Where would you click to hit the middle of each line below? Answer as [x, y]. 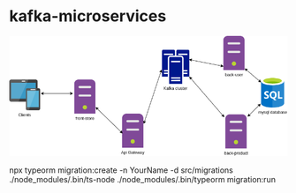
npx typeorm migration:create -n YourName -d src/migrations [121, 170]
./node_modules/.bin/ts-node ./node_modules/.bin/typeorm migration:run [143, 179]
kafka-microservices [88, 16]
